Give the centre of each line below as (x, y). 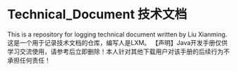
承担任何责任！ (29, 60)
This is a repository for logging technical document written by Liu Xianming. (117, 34)
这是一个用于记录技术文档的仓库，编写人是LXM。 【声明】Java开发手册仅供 (117, 42)
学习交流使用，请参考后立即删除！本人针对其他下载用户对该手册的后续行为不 (119, 51)
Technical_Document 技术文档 (97, 14)
